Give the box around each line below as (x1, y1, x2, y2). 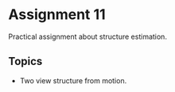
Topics (8, 55, 43, 68)
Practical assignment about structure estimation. (8, 32, 167, 41)
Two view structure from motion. (19, 75, 127, 85)
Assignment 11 (8, 6, 106, 24)
